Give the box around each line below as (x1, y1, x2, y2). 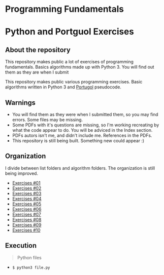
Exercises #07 (12, 211, 41, 217)
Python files (17, 254, 42, 260)
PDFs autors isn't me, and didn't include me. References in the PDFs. (12, 132, 152, 138)
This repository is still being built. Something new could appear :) (12, 138, 144, 144)
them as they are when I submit (5, 69, 69, 75)
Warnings (5, 98, 36, 107)
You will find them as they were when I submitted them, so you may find (12, 112, 159, 117)
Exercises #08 (12, 216, 42, 223)
